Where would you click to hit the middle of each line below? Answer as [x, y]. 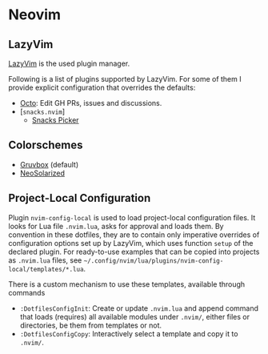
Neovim [35, 15]
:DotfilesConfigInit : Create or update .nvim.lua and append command [139, 308]
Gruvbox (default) [49, 164]
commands [27, 292]
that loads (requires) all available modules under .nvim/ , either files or [135, 316]
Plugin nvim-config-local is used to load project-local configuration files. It [132, 217]
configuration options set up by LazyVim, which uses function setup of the [131, 243]
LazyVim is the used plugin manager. [69, 63]
